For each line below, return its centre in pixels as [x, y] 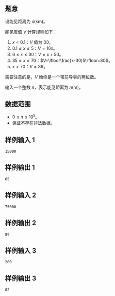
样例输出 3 [21, 278]
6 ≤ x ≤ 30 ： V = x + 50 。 [38, 54]
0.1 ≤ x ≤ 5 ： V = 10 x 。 [35, 48]
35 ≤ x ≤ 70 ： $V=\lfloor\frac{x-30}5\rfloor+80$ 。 [62, 60]
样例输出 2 [21, 223]
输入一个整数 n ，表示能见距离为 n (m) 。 [44, 87]
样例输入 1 [20, 140]
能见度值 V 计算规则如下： [31, 32]
